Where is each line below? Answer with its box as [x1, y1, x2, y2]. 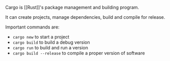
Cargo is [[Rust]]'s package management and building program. [5, 5, 139, 10]
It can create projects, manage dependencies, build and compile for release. [5, 14, 165, 20]
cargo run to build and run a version [12, 45, 88, 50]
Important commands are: [5, 24, 60, 30]
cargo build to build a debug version [12, 39, 90, 45]
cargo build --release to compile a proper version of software [12, 50, 145, 56]
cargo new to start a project [12, 34, 70, 40]
